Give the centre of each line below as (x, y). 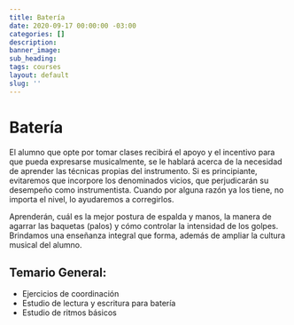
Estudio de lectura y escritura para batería (99, 304)
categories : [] (37, 34)
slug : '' (25, 83)
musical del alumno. (46, 244)
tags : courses (35, 67)
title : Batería (37, 17)
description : (33, 42)
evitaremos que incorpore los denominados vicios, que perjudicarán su (139, 180)
